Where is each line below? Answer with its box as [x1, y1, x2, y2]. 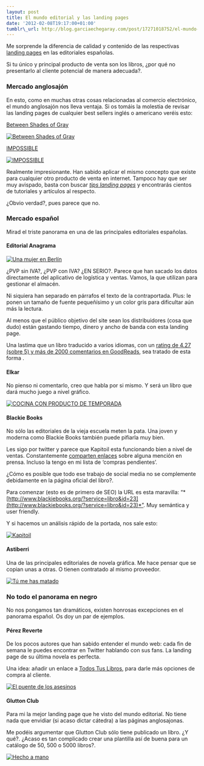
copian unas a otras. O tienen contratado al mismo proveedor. [6, 565, 161, 573]
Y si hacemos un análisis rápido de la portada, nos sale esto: [6, 520, 158, 527]
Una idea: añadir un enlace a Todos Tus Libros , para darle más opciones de [6, 665, 195, 672]
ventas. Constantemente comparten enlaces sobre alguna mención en [6, 452, 182, 460]
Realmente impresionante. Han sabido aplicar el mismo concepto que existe [6, 168, 196, 175]
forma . [6, 354, 24, 362]
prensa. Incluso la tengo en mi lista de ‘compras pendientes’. [6, 458, 158, 466]
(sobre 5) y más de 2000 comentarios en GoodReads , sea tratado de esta [6, 348, 191, 356]
